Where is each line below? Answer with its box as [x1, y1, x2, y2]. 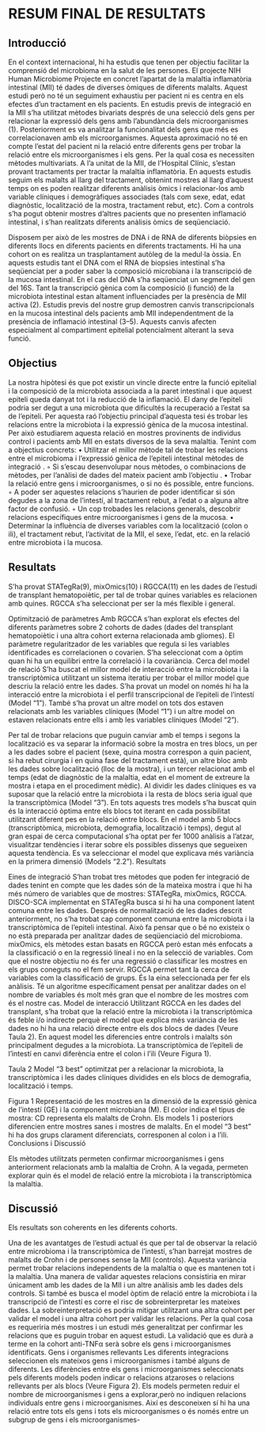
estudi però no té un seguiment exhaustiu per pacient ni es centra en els [8, 91, 244, 100]
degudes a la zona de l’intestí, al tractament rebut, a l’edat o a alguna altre [8, 495, 249, 505]
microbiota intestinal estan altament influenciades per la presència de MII [8, 292, 247, 301]
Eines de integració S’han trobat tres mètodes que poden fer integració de [8, 872, 250, 881]
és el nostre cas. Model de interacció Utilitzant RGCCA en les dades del [8, 998, 241, 1007]
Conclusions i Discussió [8, 1138, 86, 1148]
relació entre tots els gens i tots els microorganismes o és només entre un [8, 1407, 249, 1416]
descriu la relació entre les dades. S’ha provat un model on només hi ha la [8, 681, 249, 690]
